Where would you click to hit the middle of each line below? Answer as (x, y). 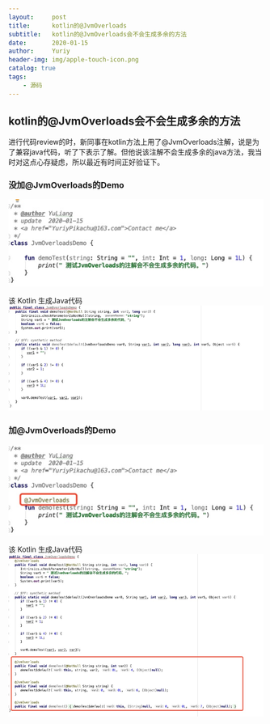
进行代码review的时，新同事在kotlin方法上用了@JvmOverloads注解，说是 (131, 142)
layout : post (38, 17)
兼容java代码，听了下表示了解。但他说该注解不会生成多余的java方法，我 (135, 152)
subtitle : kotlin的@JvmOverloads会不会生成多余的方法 (98, 34)
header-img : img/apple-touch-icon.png (74, 60)
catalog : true (32, 69)
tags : (17, 77)
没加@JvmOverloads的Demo (66, 185)
